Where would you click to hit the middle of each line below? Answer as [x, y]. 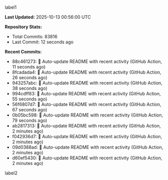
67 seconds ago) [30, 110]
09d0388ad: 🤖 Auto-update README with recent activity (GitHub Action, [88, 147]
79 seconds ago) [30, 120]
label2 [11, 173]
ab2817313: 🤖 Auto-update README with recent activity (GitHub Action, [86, 126]
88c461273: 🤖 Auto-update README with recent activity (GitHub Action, [87, 62]
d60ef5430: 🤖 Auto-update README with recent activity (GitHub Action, [87, 158]
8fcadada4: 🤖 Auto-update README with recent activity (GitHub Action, [87, 72]
